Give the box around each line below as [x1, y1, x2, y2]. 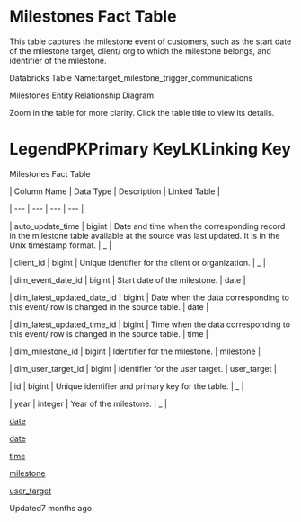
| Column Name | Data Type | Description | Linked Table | [9, 186, 220, 197]
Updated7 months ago [9, 502, 93, 513]
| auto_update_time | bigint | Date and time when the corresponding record [9, 220, 286, 231]
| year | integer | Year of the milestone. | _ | [9, 398, 168, 409]
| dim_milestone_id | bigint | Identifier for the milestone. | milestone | [9, 346, 261, 357]
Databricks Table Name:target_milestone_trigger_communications [9, 72, 253, 83]
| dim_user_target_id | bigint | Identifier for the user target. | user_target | [9, 363, 277, 374]
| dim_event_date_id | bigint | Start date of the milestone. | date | [9, 274, 246, 285]
